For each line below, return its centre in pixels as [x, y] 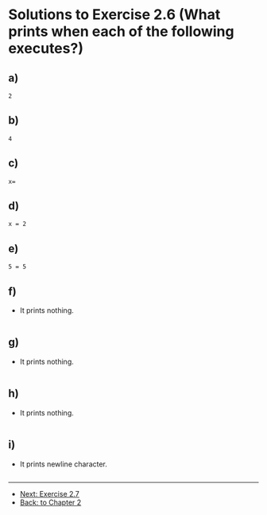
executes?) [46, 49]
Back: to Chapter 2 [50, 502]
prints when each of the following [121, 31]
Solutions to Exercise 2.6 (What [114, 15]
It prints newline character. [63, 464]
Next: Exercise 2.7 [49, 494]
